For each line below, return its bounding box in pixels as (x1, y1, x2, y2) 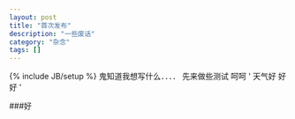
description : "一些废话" (9, 29, 95, 38)
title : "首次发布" (9, 21, 72, 30)
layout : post (9, 12, 57, 22)
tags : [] (9, 46, 42, 55)
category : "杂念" (9, 37, 71, 47)
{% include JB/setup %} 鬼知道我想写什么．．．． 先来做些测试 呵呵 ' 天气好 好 (9, 71, 287, 82)
